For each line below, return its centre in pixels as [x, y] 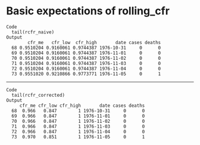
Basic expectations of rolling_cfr [88, 11]
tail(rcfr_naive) [33, 32]
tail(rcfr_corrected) [38, 95]
